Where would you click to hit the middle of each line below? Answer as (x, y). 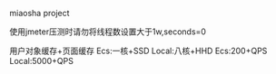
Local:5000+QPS (42, 61)
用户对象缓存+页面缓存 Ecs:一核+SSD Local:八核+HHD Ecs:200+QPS (138, 51)
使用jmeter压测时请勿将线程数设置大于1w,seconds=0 (108, 32)
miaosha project (39, 13)
